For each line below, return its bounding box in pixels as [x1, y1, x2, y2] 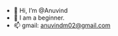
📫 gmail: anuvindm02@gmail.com [13, 21, 111, 29]
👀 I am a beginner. [13, 14, 65, 22]
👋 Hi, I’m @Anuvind [13, 7, 68, 14]
